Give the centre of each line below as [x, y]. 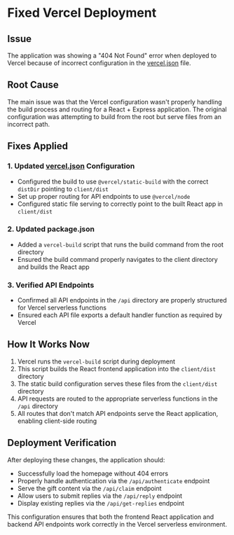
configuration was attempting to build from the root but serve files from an [115, 116]
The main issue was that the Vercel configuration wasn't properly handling [115, 102]
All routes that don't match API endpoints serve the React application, [118, 413]
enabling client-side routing [57, 421]
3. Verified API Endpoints [51, 285]
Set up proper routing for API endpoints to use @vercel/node [104, 196]
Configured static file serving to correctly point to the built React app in [120, 204]
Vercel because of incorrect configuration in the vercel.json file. [99, 63]
